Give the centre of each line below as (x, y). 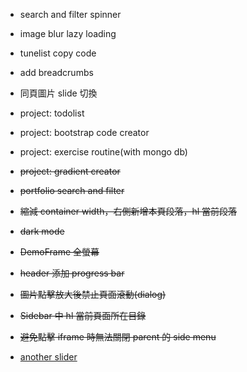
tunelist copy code (58, 53)
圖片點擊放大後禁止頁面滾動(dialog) (93, 294)
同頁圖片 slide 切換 (58, 93)
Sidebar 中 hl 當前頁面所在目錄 (83, 315)
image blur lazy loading (68, 33)
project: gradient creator (70, 171)
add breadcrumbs (56, 72)
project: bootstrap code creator (84, 132)
